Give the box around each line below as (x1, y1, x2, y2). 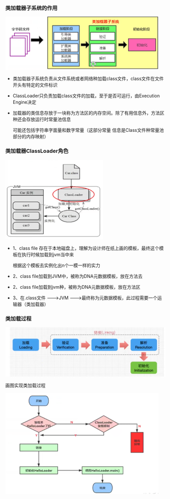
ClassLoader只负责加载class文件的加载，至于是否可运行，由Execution (12, 93, 160, 99)
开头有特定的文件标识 (12, 82, 58, 88)
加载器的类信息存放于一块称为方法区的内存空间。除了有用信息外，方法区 (12, 110, 164, 116)
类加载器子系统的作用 (5, 4, 58, 11)
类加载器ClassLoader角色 (5, 148, 69, 155)
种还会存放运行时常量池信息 (12, 116, 71, 123)
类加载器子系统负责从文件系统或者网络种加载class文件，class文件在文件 (12, 75, 164, 82)
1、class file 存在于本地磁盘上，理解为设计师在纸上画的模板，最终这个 (12, 245, 159, 251)
